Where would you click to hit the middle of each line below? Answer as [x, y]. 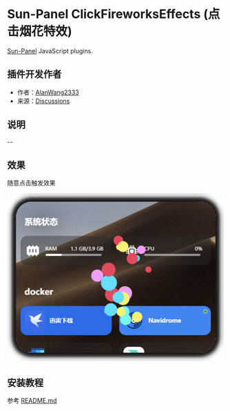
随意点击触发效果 [31, 183]
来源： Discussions [43, 101]
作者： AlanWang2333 [48, 92]
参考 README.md [32, 400]
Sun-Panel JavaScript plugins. [50, 51]
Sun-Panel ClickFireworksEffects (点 [114, 14]
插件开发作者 [34, 74]
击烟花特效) [40, 31]
